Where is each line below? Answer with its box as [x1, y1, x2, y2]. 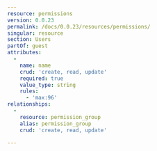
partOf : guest [7, 42, 49, 49]
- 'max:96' [25, 95, 58, 102]
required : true [19, 74, 64, 82]
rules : [19, 88, 39, 95]
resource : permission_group [19, 113, 101, 120]
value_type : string [19, 81, 76, 88]
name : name [19, 62, 51, 69]
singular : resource [7, 29, 64, 37]
